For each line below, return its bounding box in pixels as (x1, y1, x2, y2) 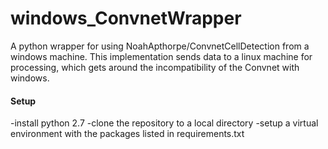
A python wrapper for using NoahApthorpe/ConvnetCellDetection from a (10, 40, 310, 52)
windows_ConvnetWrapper (10, 7, 242, 30)
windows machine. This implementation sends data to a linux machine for (10, 50, 313, 62)
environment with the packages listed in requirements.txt (10, 128, 245, 140)
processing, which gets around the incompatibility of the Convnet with (10, 61, 300, 73)
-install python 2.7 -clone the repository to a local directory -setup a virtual (10, 117, 319, 129)
